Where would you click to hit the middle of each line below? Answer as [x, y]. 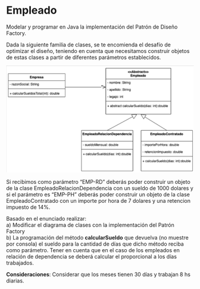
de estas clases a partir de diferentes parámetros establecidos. [84, 57]
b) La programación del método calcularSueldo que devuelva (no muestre [97, 238]
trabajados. [20, 263]
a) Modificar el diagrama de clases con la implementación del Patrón [90, 225]
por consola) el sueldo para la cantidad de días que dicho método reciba [95, 244]
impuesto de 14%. [28, 207]
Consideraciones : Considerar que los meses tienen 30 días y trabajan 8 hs [98, 275]
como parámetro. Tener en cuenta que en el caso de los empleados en [93, 250]
